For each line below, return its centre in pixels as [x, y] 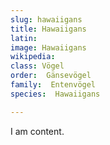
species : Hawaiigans [55, 94]
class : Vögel [37, 66]
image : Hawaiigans [48, 47]
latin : [24, 38]
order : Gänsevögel [51, 76]
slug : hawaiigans [46, 19]
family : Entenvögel [53, 85]
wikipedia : [33, 57]
